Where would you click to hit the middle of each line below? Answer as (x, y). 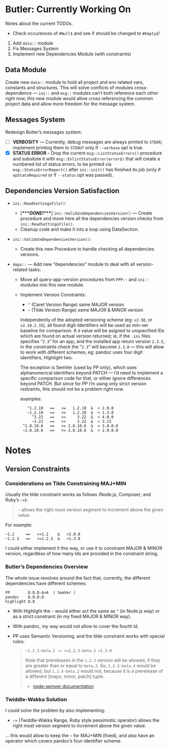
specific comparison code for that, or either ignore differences (86, 378)
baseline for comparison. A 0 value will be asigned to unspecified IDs (92, 330)
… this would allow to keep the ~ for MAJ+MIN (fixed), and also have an (80, 735)
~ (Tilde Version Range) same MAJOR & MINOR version (86, 310)
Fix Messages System (36, 48)
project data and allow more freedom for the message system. (70, 104)
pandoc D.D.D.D (25, 597)
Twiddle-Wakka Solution (36, 699)
